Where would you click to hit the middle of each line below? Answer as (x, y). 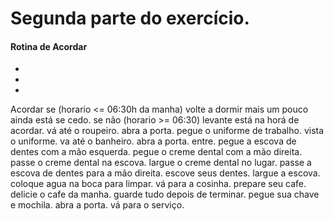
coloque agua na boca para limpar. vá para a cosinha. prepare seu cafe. (158, 184)
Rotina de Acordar (49, 46)
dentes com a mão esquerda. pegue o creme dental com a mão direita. (156, 152)
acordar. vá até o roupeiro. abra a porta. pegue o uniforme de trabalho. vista (167, 131)
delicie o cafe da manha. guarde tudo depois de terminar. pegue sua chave (165, 194)
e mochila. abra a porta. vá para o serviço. (97, 205)
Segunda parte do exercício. (130, 18)
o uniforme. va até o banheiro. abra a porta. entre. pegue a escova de (153, 141)
